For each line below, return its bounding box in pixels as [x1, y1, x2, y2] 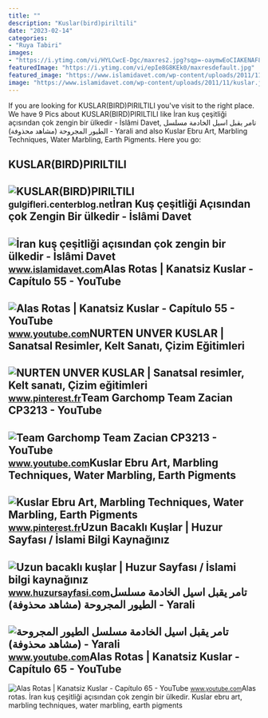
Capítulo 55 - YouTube [8, 274, 122, 288]
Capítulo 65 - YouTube [8, 663, 122, 676]
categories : [8, 34, 48, 42]
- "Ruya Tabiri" [8, 42, 62, 50]
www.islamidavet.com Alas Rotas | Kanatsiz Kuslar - [8, 261, 254, 276]
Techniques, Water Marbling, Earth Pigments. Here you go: [8, 134, 202, 144]
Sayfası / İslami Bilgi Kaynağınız [8, 533, 170, 547]
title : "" [8, 11, 41, 20]
